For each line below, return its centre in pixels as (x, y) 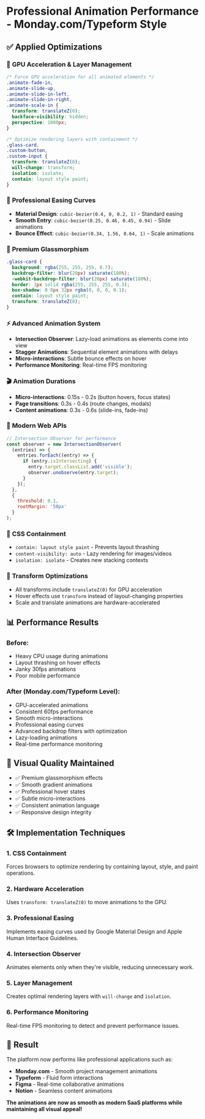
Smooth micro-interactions (49, 718)
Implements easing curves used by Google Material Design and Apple (94, 931)
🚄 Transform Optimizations (47, 576)
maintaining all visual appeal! (44, 1109)
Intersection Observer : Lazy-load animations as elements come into (102, 339)
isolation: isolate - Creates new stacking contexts (82, 560)
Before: (18, 643)
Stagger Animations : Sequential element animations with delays (97, 352)
